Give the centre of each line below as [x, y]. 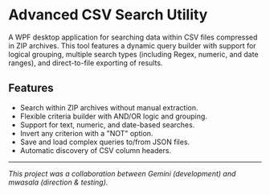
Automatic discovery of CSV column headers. [95, 150]
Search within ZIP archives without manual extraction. [109, 107]
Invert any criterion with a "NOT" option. [86, 133]
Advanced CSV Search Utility [108, 15]
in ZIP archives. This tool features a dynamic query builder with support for [132, 45]
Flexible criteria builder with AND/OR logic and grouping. [113, 116]
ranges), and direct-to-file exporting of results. [86, 63]
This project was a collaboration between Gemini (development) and [122, 173]
